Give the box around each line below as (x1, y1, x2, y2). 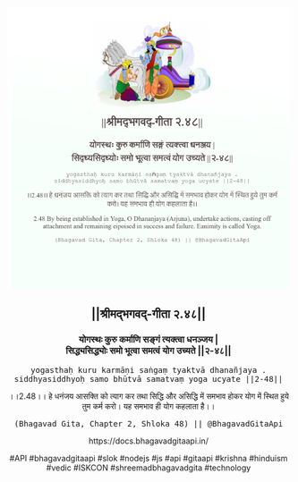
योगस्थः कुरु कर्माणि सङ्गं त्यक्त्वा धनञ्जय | (78, 334, 219, 346)
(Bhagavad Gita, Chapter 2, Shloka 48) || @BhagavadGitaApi (13, 419, 284, 428)
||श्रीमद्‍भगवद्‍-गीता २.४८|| (90, 307, 207, 322)
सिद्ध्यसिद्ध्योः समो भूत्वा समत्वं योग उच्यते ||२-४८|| (65, 344, 232, 357)
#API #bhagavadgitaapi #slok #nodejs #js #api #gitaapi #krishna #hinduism (9, 452, 288, 463)
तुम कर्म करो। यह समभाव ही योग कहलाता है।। (81, 401, 216, 411)
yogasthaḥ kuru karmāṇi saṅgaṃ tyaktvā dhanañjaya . (30, 365, 267, 375)
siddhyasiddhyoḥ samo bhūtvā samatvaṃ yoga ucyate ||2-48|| (13, 374, 284, 384)
